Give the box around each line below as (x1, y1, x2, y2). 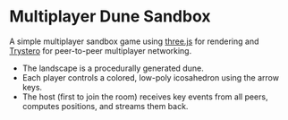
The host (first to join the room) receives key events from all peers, (21, 91, 268, 102)
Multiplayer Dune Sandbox (9, 6, 212, 27)
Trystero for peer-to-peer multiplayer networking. (9, 45, 192, 56)
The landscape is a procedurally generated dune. (21, 63, 204, 73)
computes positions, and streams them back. (21, 100, 189, 111)
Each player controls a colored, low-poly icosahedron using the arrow (21, 72, 280, 82)
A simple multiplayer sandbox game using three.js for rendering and (9, 36, 259, 47)
